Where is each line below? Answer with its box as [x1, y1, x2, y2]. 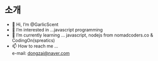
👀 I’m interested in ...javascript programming [11, 26, 103, 32]
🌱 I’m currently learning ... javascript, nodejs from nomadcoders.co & [11, 32, 154, 38]
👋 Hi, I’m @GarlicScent [11, 21, 59, 27]
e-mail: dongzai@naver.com [11, 50, 70, 56]
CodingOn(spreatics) [11, 37, 55, 43]
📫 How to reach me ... [11, 43, 58, 49]
